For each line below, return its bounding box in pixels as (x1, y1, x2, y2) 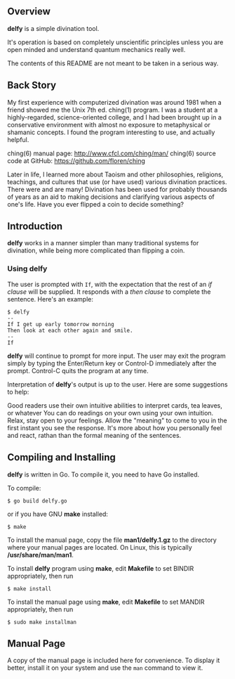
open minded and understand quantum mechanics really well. (7, 45, 186, 53)
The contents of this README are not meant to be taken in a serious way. (7, 59, 219, 67)
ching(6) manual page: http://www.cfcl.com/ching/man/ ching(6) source (7, 149, 216, 157)
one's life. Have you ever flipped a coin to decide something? (7, 200, 184, 208)
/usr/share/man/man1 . (7, 550, 74, 559)
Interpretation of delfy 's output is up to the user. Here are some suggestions (7, 380, 228, 389)
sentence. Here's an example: (7, 295, 93, 303)
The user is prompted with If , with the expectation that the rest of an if (7, 280, 213, 288)
